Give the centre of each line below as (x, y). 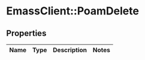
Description (70, 50)
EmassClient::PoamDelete (73, 11)
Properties (26, 33)
